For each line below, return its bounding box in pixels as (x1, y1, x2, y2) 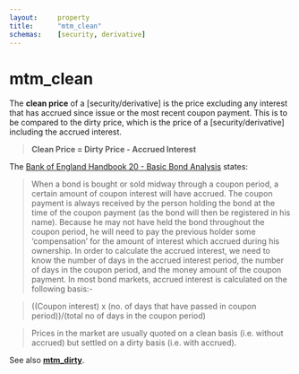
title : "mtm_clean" (9, 22, 102, 30)
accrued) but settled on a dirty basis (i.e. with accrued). (30, 337, 237, 348)
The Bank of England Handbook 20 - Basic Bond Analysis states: (9, 161, 249, 172)
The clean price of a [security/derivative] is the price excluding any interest (9, 98, 288, 109)
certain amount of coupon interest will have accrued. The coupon (30, 188, 273, 199)
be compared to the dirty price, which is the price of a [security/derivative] (9, 117, 285, 128)
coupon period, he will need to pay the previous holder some (30, 226, 257, 238)
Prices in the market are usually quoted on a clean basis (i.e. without (30, 328, 284, 339)
